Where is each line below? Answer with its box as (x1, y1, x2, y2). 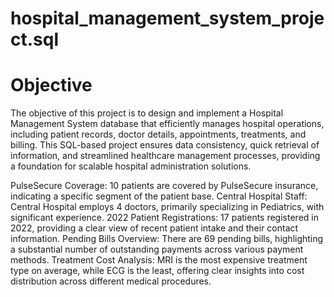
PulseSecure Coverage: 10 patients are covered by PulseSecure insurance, (10, 180, 319, 192)
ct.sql (10, 28, 59, 51)
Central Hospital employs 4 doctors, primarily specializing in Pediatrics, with (10, 201, 325, 213)
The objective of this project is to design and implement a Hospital (10, 107, 284, 119)
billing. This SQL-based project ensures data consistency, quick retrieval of (10, 139, 320, 151)
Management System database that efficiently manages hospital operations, (10, 118, 325, 130)
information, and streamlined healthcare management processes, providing (10, 150, 321, 162)
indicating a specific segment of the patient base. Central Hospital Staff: (10, 190, 308, 202)
